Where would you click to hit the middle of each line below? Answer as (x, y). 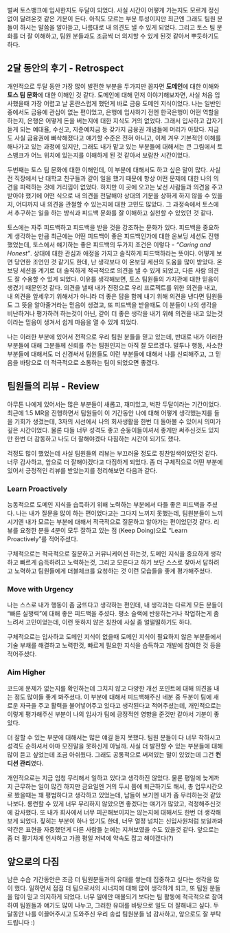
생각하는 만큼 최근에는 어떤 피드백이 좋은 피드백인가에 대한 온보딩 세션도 (111, 235)
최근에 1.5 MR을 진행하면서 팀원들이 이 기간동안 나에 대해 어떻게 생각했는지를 (110, 412)
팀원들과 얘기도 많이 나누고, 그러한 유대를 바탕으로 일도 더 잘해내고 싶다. (116, 905)
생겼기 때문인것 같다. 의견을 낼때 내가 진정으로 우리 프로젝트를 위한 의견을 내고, (112, 287)
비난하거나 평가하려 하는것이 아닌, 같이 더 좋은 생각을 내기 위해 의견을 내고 (106, 313)
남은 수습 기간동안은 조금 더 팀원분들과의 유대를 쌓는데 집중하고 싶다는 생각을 (110, 879)
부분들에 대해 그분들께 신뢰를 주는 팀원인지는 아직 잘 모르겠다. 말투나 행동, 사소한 (115, 345)
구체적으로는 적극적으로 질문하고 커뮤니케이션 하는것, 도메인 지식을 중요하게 (108, 554)
